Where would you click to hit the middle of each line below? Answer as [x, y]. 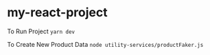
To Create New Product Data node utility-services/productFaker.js [105, 44]
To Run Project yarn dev [41, 31]
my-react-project [57, 13]
